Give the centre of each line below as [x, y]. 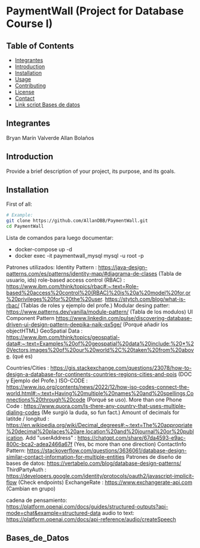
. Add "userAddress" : [50, 438]
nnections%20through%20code [46, 400]
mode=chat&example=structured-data [53, 513]
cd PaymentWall [25, 226]
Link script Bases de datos [47, 105]
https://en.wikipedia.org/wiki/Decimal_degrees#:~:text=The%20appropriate [99, 425]
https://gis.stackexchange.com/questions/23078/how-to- [121, 368]
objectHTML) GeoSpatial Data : [44, 331]
